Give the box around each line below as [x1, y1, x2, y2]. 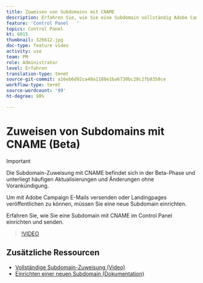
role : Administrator [6, 59, 59, 65]
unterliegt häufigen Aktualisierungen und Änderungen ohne [6, 175, 154, 183]
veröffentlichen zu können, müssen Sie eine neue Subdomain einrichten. [6, 200, 187, 207]
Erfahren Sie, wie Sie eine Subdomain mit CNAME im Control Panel [6, 212, 172, 219]
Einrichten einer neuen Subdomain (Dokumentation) [14, 270, 145, 277]
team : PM [6, 54, 28, 60]
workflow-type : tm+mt [6, 82, 61, 88]
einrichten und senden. [6, 218, 64, 226]
